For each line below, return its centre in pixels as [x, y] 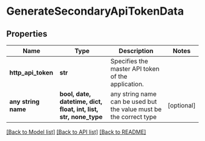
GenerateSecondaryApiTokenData [95, 11]
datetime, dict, [81, 102]
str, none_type [81, 117]
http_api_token [31, 73]
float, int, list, [79, 109]
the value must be [136, 109]
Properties [27, 34]
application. [128, 84]
